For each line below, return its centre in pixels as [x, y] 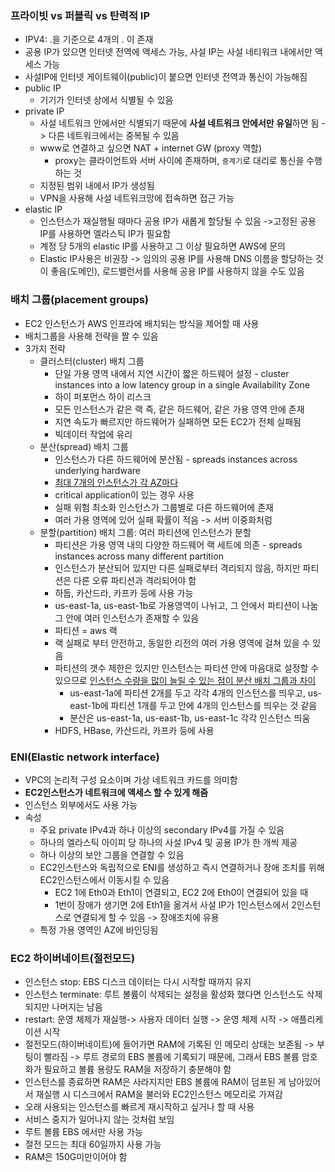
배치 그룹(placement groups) [80, 300]
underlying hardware [97, 470]
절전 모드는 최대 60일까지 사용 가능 [93, 1144]
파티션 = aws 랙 [86, 630]
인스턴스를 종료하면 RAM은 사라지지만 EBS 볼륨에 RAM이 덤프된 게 [155, 1082]
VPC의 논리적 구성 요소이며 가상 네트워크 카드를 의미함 [131, 779]
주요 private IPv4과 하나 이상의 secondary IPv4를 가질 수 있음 [162, 829]
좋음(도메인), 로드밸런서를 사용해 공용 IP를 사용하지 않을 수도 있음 [177, 271]
